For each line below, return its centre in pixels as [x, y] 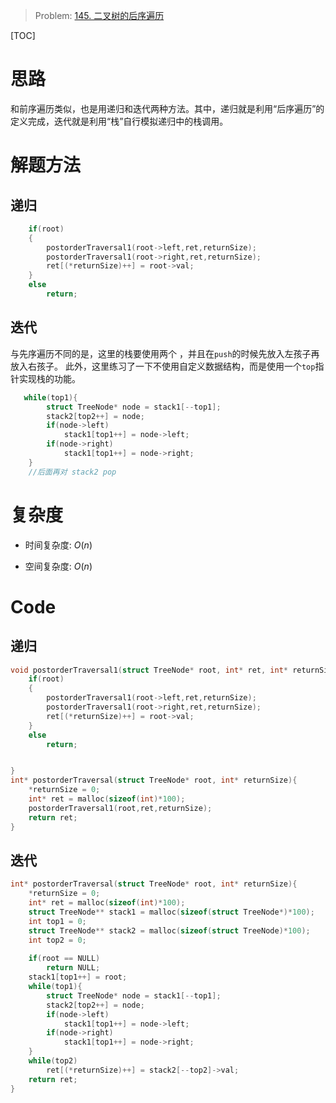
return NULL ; [73, 968]
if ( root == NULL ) [64, 959]
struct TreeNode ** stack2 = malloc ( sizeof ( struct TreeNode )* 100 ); [169, 930]
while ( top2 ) [53, 1061]
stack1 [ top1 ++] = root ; [78, 977]
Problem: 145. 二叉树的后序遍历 [99, 15]
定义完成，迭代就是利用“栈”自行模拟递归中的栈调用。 [119, 121]
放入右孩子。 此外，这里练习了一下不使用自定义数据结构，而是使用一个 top [163, 366]
